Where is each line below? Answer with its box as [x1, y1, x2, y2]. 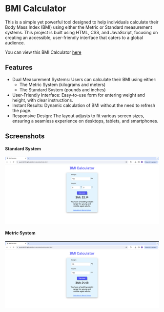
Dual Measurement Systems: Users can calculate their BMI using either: [12, 76, 157, 82]
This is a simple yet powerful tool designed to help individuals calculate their [5, 19, 159, 25]
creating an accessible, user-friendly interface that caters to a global [5, 35, 143, 41]
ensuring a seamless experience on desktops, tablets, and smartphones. [12, 118, 159, 124]
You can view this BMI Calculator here [5, 49, 82, 55]
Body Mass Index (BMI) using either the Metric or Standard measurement [5, 24, 152, 30]
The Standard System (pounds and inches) [19, 86, 106, 93]
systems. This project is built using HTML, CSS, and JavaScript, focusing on [5, 29, 158, 35]
